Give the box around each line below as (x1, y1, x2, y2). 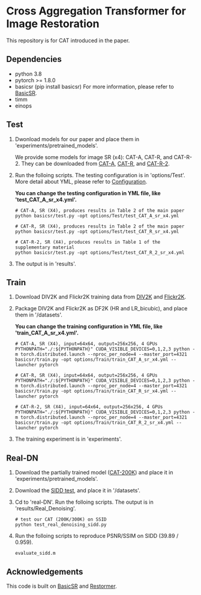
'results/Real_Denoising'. (14, 505, 76, 512)
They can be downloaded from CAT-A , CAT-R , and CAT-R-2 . (21, 160, 170, 167)
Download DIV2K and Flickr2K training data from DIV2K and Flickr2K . (14, 293, 187, 301)
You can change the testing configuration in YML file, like (14, 189, 161, 196)
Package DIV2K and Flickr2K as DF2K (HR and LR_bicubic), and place (14, 305, 188, 312)
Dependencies (6, 54, 62, 64)
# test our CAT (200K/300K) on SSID (14, 516, 107, 523)
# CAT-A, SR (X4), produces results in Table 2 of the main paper (14, 207, 185, 214)
